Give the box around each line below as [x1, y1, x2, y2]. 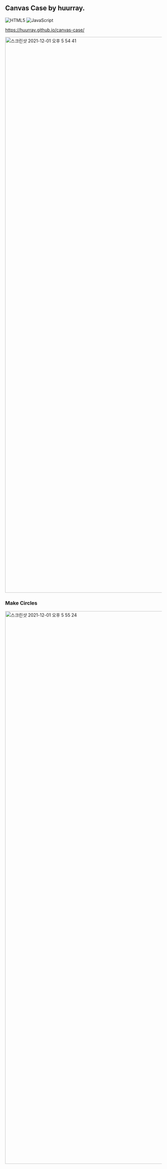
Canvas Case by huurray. [5, 4, 85, 12]
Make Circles [5, 599, 38, 606]
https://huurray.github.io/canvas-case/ [5, 27, 84, 33]
